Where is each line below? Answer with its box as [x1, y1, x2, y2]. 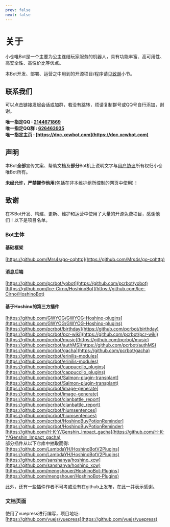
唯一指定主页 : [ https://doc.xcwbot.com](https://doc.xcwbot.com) [5, 132, 149, 138]
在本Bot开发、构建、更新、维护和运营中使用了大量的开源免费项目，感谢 [5, 210, 156, 217]
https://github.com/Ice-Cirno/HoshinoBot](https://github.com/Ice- [7, 286, 146, 292]
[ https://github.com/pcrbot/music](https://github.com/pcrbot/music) [5, 337, 149, 343]
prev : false [5, 7, 31, 13]
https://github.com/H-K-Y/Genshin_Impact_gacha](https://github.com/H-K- [7, 429, 165, 435]
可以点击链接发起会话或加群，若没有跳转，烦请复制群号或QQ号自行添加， [5, 102, 160, 108]
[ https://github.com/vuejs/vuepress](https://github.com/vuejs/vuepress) [5, 516, 158, 522]
